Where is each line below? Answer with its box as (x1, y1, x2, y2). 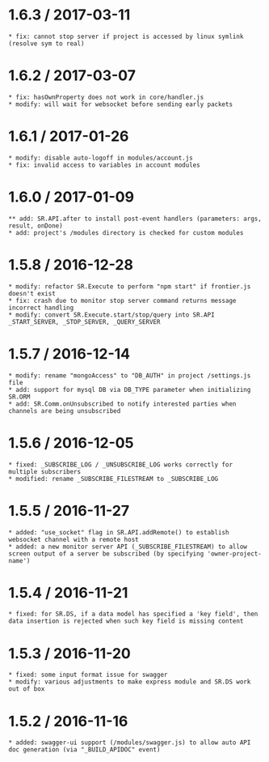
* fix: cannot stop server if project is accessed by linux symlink (8, 32, 244, 40)
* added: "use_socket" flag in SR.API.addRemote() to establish (8, 528, 229, 536)
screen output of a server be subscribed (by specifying (8, 549, 204, 558)
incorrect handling (8, 304, 74, 312)
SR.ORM (8, 393, 31, 401)
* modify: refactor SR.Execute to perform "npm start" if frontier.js (8, 282, 251, 291)
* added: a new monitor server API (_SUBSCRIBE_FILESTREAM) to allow (8, 543, 248, 551)
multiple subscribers (8, 467, 82, 475)
